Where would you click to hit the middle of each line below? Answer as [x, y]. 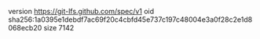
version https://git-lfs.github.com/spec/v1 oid [81, 11]
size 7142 [59, 28]
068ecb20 [25, 28]
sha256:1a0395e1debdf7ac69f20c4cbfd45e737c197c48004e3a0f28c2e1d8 [130, 19]
